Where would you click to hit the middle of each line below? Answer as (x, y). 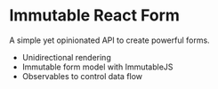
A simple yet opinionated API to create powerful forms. (110, 40)
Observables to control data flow (82, 76)
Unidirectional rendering (66, 57)
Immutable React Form (95, 16)
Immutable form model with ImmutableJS (97, 67)
